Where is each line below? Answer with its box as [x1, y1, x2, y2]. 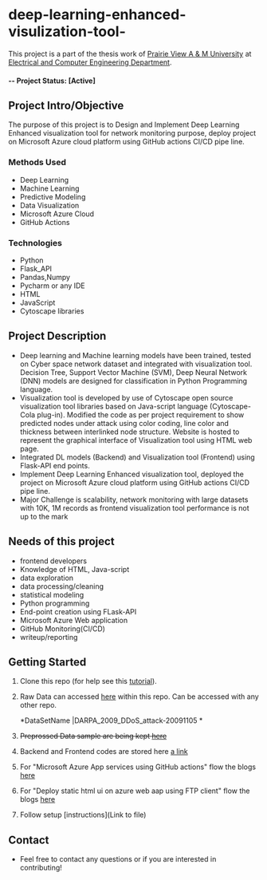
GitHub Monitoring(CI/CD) [19, 624, 106, 633]
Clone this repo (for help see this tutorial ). [19, 677, 157, 686]
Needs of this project [8, 535, 115, 548]
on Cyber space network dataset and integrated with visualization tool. [19, 359, 253, 369]
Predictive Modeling [19, 191, 86, 201]
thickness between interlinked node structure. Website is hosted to [19, 427, 240, 436]
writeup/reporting [19, 632, 78, 641]
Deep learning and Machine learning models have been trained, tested [19, 350, 252, 360]
